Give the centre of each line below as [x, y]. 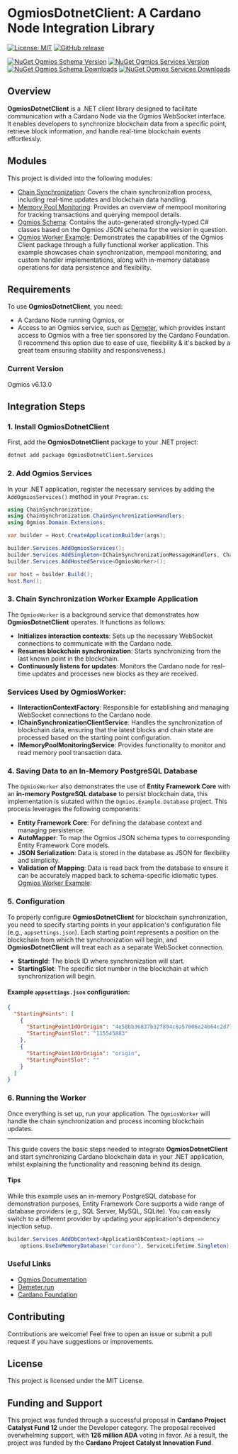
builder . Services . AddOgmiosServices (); [66, 549]
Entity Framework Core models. [63, 845]
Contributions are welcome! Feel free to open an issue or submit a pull [110, 1334]
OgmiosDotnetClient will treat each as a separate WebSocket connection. [116, 947]
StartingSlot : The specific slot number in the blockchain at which [113, 968]
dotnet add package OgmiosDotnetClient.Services [80, 456]
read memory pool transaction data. [70, 753]
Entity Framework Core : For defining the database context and [110, 823]
